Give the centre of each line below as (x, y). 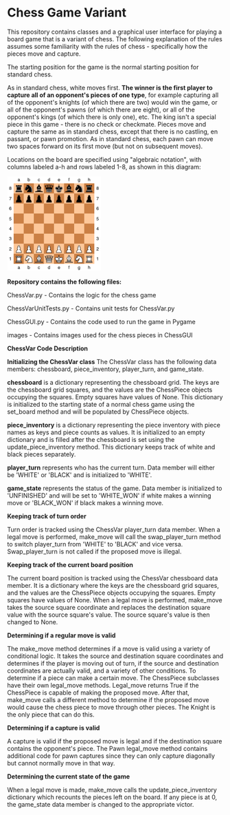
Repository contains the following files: (65, 282)
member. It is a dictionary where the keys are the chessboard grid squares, (113, 585)
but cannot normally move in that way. (61, 763)
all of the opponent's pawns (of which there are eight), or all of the (101, 109)
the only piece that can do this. (51, 715)
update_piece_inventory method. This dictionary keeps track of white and (111, 447)
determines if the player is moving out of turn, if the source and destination (113, 663)
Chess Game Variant (67, 13)
